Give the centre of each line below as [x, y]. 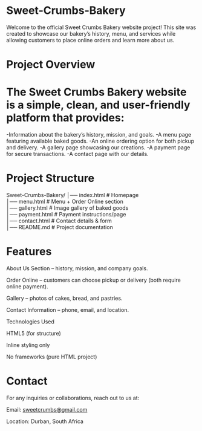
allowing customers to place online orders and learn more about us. [90, 40]
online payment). [27, 286]
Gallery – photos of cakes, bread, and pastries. [64, 298]
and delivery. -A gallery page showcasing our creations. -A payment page [98, 147]
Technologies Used [30, 322]
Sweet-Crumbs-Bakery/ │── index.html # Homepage [73, 195]
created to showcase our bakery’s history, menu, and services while [91, 33]
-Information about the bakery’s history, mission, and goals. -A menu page [99, 135]
